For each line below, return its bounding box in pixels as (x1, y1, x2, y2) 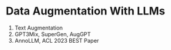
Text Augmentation (14, 24, 63, 31)
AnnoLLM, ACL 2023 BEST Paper (14, 37, 99, 44)
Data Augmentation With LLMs (6, 4, 165, 18)
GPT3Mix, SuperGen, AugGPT (14, 30, 91, 37)
